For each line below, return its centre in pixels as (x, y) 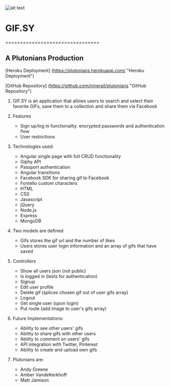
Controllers (24, 261)
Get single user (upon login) (49, 303)
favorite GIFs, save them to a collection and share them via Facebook (85, 106)
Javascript (31, 199)
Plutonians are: (28, 359)
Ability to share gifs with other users (58, 333)
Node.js (28, 210)
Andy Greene (34, 369)
